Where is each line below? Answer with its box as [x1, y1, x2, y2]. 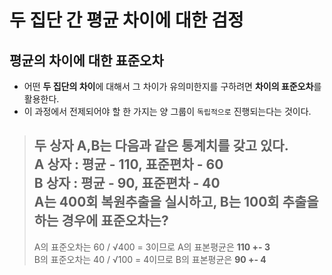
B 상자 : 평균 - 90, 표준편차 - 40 [33, 175, 221, 192]
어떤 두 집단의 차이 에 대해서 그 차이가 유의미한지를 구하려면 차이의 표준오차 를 [23, 81, 322, 92]
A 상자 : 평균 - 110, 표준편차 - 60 [33, 156, 224, 173]
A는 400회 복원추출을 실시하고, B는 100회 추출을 [33, 194, 319, 211]
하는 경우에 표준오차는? [33, 212, 169, 230]
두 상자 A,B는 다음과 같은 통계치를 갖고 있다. [33, 137, 289, 155]
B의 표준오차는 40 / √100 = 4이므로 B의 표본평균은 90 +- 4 [33, 253, 267, 265]
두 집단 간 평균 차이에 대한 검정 [9, 9, 244, 32]
